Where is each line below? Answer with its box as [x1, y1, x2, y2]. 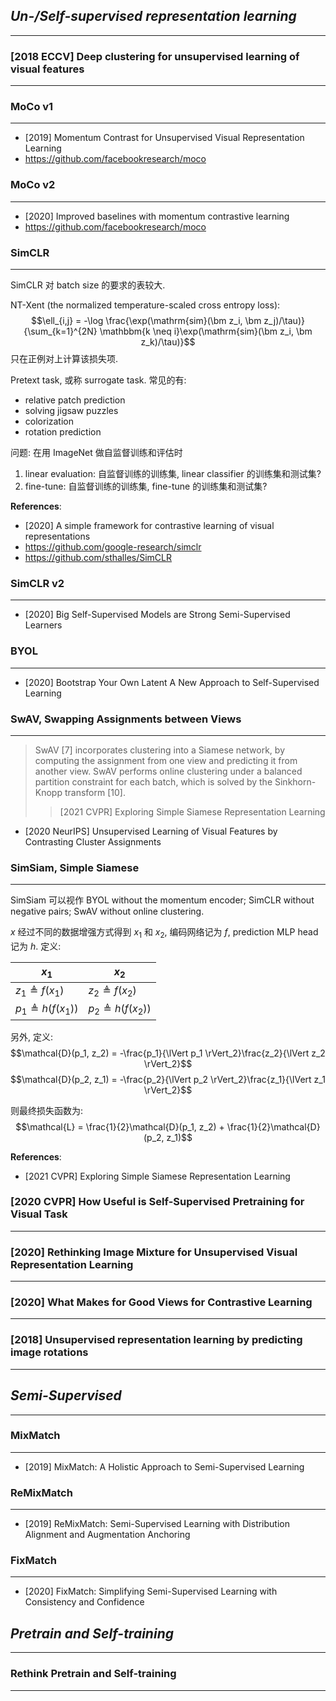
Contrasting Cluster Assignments [24, 835, 162, 848]
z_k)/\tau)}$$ [140, 336, 196, 348]
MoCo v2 [10, 178, 56, 192]
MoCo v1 [10, 100, 54, 114]
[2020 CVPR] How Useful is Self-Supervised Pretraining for [10, 1195, 305, 1209]
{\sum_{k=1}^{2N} [23, 325, 98, 337]
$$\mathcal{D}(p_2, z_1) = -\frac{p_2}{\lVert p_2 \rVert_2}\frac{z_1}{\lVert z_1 [10, 1073, 326, 1085]
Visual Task [10, 1207, 68, 1221]
